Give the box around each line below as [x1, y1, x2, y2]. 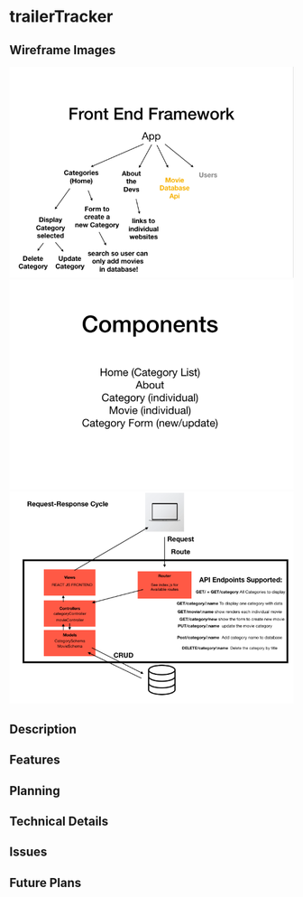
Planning [9, 783, 60, 799]
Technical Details [9, 814, 109, 828]
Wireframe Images [9, 42, 116, 58]
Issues [9, 845, 48, 860]
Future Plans [9, 874, 82, 891]
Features [9, 752, 60, 768]
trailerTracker [9, 6, 114, 27]
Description [9, 721, 77, 737]
